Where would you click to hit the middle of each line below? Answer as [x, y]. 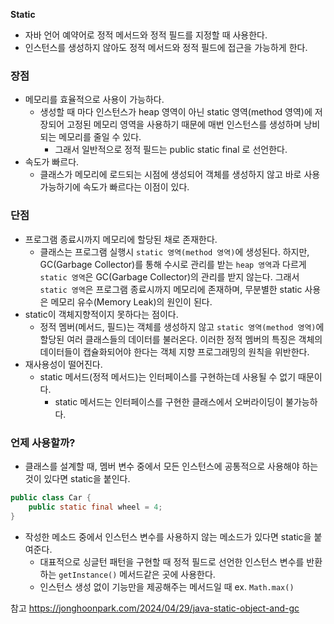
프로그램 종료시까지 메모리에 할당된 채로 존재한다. [121, 239]
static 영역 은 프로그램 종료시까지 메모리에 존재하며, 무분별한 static [171, 289]
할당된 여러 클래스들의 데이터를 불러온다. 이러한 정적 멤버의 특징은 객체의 [181, 339]
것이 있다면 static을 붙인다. [77, 478]
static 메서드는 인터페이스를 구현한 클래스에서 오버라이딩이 [169, 401]
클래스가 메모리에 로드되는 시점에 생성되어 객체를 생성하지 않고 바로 [170, 175]
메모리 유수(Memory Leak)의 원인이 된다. [131, 301]
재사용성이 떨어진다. [63, 364]
